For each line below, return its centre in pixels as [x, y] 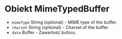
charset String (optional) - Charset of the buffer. [60, 27]
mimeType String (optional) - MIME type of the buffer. [64, 22]
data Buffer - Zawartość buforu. [44, 32]
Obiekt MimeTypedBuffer [57, 9]
